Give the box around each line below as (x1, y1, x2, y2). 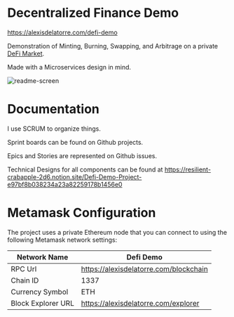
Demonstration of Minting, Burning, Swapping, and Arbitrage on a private (7, 41, 219, 50)
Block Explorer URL (11, 298, 75, 308)
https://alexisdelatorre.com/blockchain (81, 264, 208, 273)
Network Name (16, 252, 69, 261)
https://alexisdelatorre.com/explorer (81, 298, 200, 308)
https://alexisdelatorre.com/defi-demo (7, 28, 118, 37)
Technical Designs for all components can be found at (7, 165, 163, 174)
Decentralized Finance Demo (7, 5, 179, 21)
